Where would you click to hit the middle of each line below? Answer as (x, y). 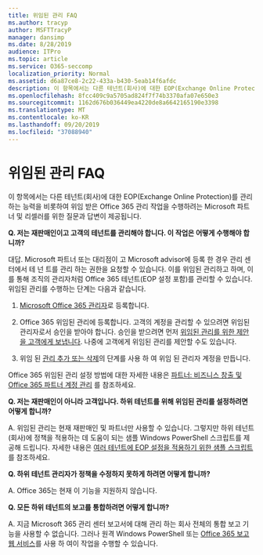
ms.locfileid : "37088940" (50, 132)
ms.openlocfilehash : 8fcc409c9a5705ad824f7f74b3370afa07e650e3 (113, 96)
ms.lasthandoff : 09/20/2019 (54, 125)
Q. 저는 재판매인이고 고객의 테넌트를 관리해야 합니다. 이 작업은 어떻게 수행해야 (125, 233)
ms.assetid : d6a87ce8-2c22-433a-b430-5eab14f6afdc (92, 81)
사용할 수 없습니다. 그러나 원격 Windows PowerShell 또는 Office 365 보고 (136, 533)
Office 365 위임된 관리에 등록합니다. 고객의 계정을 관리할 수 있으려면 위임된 (135, 321)
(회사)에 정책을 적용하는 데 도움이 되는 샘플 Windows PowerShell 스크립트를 (125, 437)
